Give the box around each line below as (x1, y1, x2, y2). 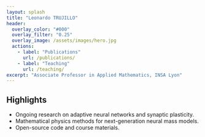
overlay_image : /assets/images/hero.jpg (12, 37, 117, 44)
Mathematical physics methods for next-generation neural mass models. (15, 117, 199, 125)
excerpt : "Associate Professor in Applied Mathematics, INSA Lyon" (6, 72, 183, 78)
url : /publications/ (22, 55, 75, 61)
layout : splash (6, 9, 45, 15)
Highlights (6, 95, 47, 105)
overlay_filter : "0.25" (12, 32, 72, 38)
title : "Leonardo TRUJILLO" (6, 15, 79, 21)
